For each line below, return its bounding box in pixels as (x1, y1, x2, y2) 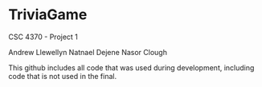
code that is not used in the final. (8, 71, 117, 81)
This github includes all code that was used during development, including (8, 62, 255, 73)
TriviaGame (8, 6, 88, 24)
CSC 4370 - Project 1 (8, 32, 79, 42)
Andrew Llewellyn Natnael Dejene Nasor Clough (8, 47, 167, 57)
